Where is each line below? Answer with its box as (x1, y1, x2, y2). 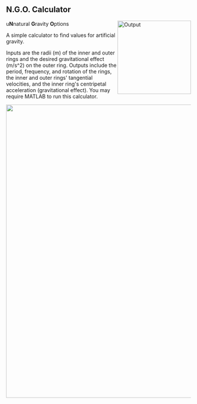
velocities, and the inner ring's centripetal (6, 80, 107, 87)
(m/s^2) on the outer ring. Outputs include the (6, 62, 117, 69)
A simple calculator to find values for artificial (6, 32, 116, 39)
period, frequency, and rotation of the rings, (6, 67, 112, 75)
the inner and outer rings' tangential (6, 74, 93, 81)
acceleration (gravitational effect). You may (6, 86, 110, 93)
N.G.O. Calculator (6, 5, 72, 15)
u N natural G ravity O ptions (6, 20, 69, 27)
